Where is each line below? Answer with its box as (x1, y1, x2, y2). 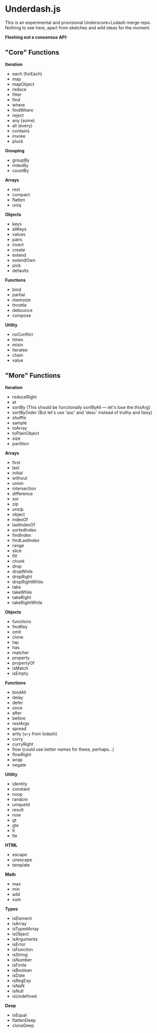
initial (12, 470, 23, 475)
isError (12, 941, 26, 947)
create (12, 247, 25, 252)
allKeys (12, 226, 27, 232)
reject (12, 112, 24, 118)
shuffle (12, 414, 27, 420)
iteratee (12, 347, 28, 352)
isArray (12, 920, 27, 926)
